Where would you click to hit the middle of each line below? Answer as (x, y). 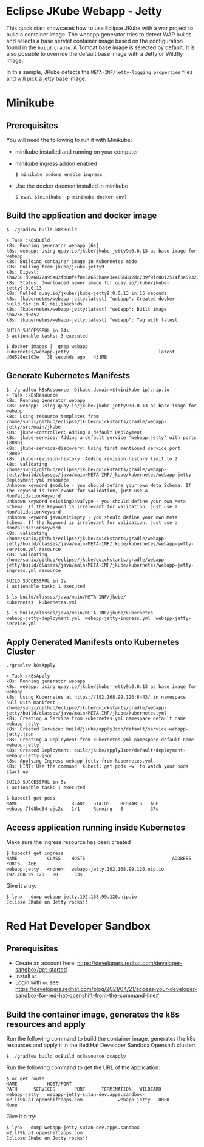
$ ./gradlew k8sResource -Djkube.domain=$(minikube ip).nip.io (88, 390)
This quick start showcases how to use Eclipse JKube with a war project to (100, 28)
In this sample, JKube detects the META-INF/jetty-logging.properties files (100, 72)
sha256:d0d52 (23, 315)
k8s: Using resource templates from (53, 416)
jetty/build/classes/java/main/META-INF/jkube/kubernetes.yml (87, 713)
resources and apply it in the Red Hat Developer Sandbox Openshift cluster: (101, 1045)
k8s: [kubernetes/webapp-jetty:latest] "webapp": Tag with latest (92, 320)
